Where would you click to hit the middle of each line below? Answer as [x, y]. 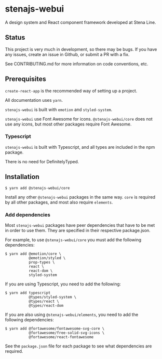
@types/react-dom [46, 305]
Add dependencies [28, 215]
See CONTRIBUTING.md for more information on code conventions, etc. [77, 63]
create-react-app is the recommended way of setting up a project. [71, 91]
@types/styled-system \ [53, 297]
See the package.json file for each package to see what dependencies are [78, 346]
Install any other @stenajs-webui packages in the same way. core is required [80, 197]
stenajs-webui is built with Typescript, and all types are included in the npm [80, 147]
